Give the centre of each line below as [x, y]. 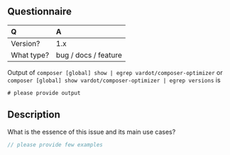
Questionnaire [40, 12]
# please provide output [44, 93]
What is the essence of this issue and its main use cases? [92, 132]
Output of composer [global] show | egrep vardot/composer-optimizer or [115, 72]
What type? [30, 54]
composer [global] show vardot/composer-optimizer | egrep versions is [114, 80]
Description [34, 115]
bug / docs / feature [89, 54]
